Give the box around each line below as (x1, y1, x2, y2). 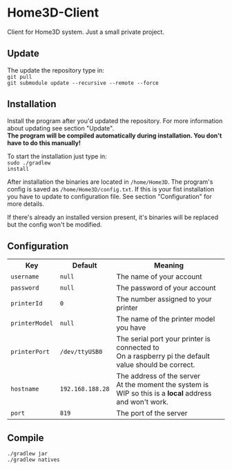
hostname (10, 385, 39, 393)
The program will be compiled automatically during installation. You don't (7, 131, 222, 140)
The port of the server (116, 408, 188, 418)
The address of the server (116, 371, 201, 381)
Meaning (154, 261, 184, 270)
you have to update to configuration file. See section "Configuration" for (7, 192, 212, 200)
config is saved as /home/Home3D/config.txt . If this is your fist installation (7, 185, 215, 193)
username (10, 273, 39, 281)
